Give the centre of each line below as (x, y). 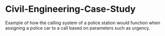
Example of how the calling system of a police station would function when (83, 23)
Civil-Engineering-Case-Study (70, 9)
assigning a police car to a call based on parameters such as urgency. (78, 28)
